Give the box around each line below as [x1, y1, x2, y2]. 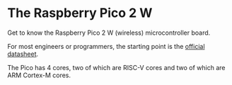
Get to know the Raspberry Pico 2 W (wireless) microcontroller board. [7, 28, 211, 37]
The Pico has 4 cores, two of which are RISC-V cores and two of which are [7, 63, 226, 72]
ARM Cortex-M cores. [7, 71, 71, 79]
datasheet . [7, 50, 39, 58]
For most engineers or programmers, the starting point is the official [7, 42, 205, 50]
